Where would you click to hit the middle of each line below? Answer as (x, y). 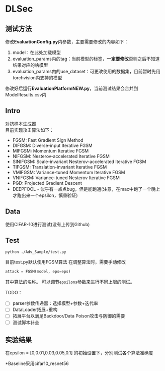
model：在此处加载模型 (37, 52)
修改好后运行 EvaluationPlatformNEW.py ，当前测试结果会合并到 (72, 88)
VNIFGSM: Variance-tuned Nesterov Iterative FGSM (66, 178)
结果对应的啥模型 (30, 65)
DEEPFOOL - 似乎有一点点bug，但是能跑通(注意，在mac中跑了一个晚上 (86, 189)
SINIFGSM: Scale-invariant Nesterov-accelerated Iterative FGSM (79, 162)
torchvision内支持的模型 (37, 78)
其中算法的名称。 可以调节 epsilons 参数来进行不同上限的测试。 (70, 282)
